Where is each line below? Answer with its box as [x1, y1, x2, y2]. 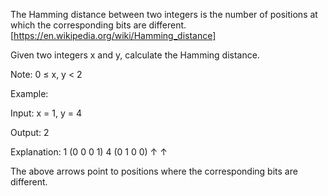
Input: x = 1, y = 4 [10, 107, 82, 119]
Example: [10, 88, 49, 99]
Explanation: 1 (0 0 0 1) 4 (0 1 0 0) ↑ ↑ [10, 146, 168, 158]
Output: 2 [10, 127, 50, 138]
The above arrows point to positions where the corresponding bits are [10, 165, 298, 177]
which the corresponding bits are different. [10, 19, 187, 31]
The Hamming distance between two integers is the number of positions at [10, 9, 318, 20]
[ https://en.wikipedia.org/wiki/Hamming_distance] [10, 30, 217, 41]
